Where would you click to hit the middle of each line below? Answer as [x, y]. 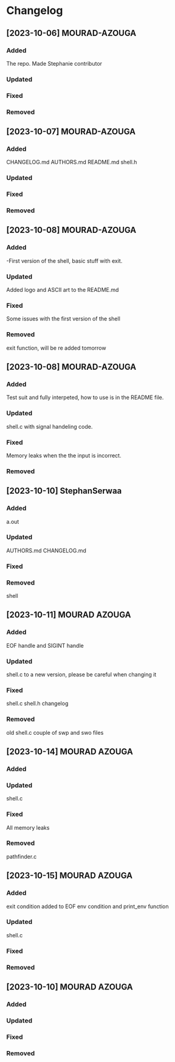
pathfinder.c [22, 856]
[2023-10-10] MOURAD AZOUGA [70, 987]
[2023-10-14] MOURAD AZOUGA [70, 752]
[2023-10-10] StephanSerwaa [64, 491]
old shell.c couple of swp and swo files [55, 732]
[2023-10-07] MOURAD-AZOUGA [71, 132]
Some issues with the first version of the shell [63, 319]
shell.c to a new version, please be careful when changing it [81, 675]
